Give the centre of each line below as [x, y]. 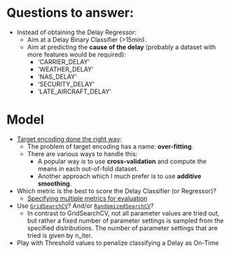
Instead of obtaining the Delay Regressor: [77, 32]
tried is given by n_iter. [59, 235]
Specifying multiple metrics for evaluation [87, 198]
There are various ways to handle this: [82, 154]
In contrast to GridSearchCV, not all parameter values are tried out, [123, 213]
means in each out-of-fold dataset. [88, 168]
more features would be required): [77, 54]
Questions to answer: [70, 13]
